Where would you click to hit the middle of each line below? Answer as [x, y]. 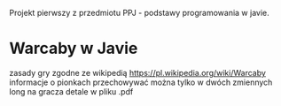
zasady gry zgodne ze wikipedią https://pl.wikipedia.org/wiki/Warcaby [137, 72]
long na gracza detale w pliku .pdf [71, 91]
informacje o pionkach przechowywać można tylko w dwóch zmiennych [141, 82]
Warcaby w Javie [74, 49]
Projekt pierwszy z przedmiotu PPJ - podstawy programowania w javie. [139, 13]
